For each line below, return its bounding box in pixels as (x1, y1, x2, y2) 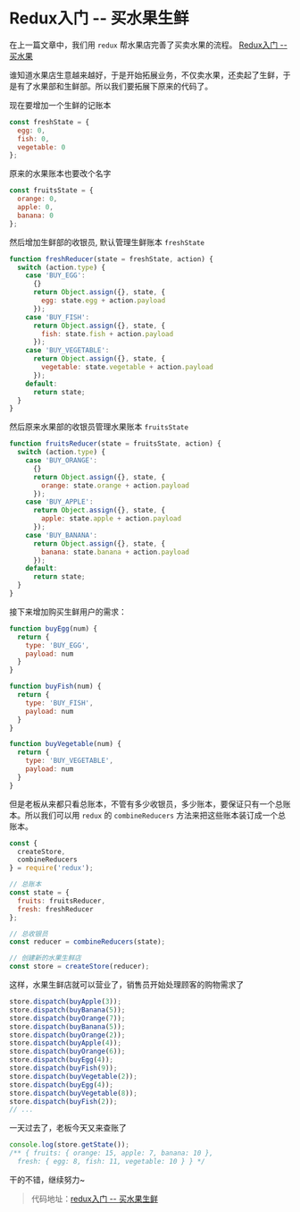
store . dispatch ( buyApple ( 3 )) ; (9, 997, 122, 1006)
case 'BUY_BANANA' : (25, 530, 98, 539)
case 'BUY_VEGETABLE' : (25, 346, 110, 355)
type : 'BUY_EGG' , (25, 640, 90, 649)
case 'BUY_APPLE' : (25, 497, 94, 506)
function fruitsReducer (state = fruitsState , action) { (9, 439, 221, 448)
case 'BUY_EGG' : (25, 271, 87, 280)
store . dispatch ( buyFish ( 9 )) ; (9, 1064, 118, 1073)
